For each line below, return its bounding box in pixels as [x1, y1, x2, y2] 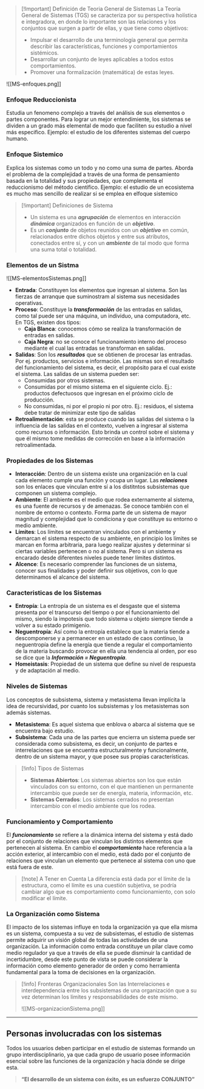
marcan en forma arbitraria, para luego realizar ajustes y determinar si [15, 541, 191, 548]
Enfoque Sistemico [6, 150, 64, 159]
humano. [6, 135, 29, 142]
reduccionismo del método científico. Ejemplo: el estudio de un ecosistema [6, 183, 194, 191]
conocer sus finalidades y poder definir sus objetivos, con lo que [15, 567, 178, 575]
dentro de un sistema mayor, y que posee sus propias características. [15, 753, 189, 760]
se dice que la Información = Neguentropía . [15, 654, 127, 661]
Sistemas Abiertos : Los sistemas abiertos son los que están [30, 776, 182, 783]
